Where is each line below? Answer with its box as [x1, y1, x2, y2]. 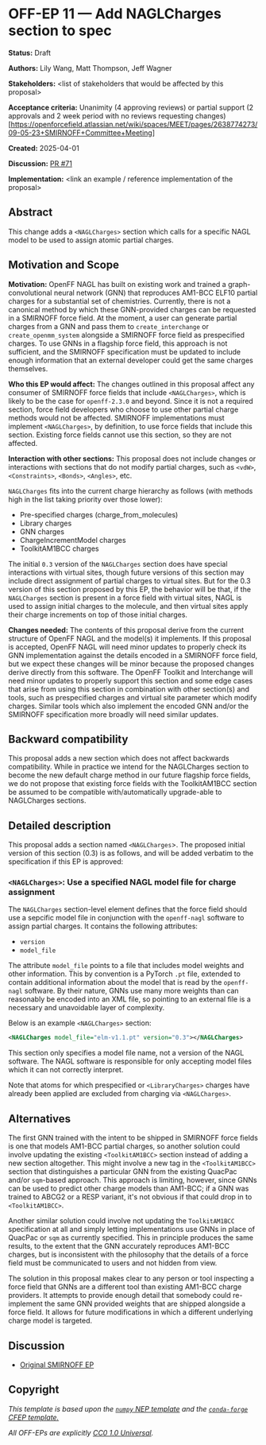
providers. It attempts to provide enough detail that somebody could [8, 1291, 232, 1300]
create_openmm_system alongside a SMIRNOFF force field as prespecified [8, 330, 245, 339]
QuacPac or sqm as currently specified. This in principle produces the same [8, 1233, 254, 1242]
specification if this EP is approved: [8, 857, 124, 866]
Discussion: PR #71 [8, 158, 73, 168]
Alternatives [8, 1112, 71, 1125]
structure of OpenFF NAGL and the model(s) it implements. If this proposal [8, 633, 252, 643]
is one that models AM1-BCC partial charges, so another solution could [8, 1141, 241, 1151]
